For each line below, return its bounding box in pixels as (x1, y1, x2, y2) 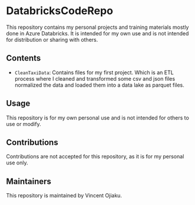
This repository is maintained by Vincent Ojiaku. (6, 192, 123, 199)
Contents (6, 53, 41, 63)
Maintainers (6, 176, 52, 186)
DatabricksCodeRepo (6, 4, 114, 18)
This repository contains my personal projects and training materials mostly (6, 24, 189, 31)
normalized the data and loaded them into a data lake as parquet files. (14, 81, 184, 88)
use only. (6, 159, 28, 166)
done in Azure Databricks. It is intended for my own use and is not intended (6, 29, 189, 37)
